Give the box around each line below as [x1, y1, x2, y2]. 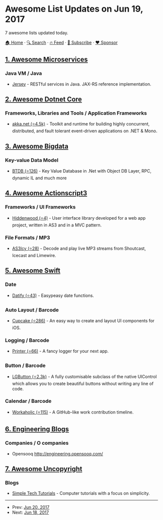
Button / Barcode [5, 362, 46, 369]
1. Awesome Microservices [5, 55, 88, 64]
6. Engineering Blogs [5, 425, 69, 433]
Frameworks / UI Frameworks [5, 204, 76, 210]
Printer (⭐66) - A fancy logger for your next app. [12, 348, 109, 354]
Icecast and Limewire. [12, 252, 56, 258]
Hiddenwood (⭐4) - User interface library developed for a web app [12, 215, 146, 221]
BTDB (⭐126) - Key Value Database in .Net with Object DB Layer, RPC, [12, 168, 152, 173]
